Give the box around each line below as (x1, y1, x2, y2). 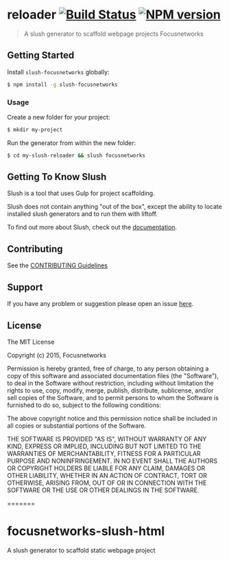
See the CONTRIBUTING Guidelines (7, 261, 108, 269)
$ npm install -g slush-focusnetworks (7, 81, 118, 88)
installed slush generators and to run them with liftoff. (7, 210, 158, 218)
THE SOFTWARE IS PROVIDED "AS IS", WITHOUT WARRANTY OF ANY (7, 434, 207, 443)
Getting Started (7, 49, 75, 61)
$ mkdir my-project (7, 126, 63, 133)
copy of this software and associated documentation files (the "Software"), (7, 371, 219, 379)
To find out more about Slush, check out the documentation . (7, 223, 177, 232)
